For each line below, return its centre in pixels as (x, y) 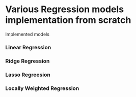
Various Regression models (64, 9)
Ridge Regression (28, 61)
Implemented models (28, 34)
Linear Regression (28, 47)
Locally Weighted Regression (42, 88)
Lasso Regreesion (28, 75)
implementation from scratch (68, 20)
